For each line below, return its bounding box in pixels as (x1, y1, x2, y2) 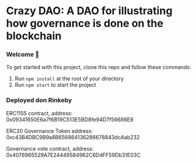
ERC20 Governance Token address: (6, 127, 93, 134)
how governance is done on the (6, 17, 164, 30)
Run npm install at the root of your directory (14, 75, 124, 82)
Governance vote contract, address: (6, 145, 94, 152)
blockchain (6, 30, 62, 43)
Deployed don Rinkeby (6, 96, 73, 105)
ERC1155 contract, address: (6, 109, 73, 116)
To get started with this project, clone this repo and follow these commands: (6, 64, 191, 71)
